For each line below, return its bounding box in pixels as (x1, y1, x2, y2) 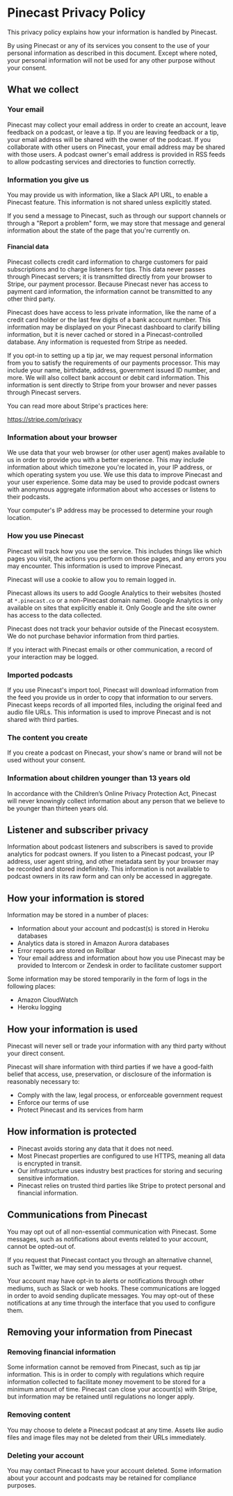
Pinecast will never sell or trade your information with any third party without (7, 1042, 226, 1050)
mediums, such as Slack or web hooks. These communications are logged (7, 1284, 220, 1292)
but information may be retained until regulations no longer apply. (7, 1392, 195, 1401)
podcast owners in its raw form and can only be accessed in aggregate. (7, 872, 214, 881)
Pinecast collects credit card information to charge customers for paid (7, 258, 209, 266)
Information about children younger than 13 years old (7, 773, 191, 783)
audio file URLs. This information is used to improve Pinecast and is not (7, 708, 211, 716)
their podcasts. (7, 493, 51, 501)
